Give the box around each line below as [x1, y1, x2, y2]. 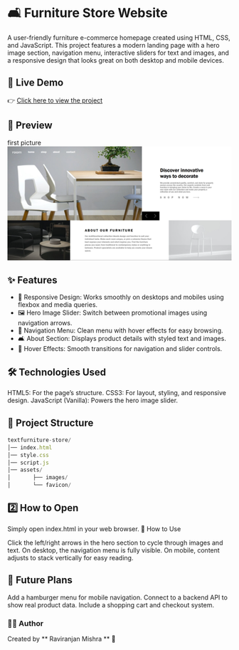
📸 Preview [7, 120, 53, 132]
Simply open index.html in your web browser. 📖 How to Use [7, 524, 181, 533]
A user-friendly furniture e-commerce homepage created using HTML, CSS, [7, 33, 230, 42]
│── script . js [7, 459, 50, 466]
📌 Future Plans [7, 574, 73, 587]
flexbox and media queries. [17, 300, 98, 309]
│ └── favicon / [7, 481, 72, 489]
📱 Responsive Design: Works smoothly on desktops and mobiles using [17, 293, 224, 302]
